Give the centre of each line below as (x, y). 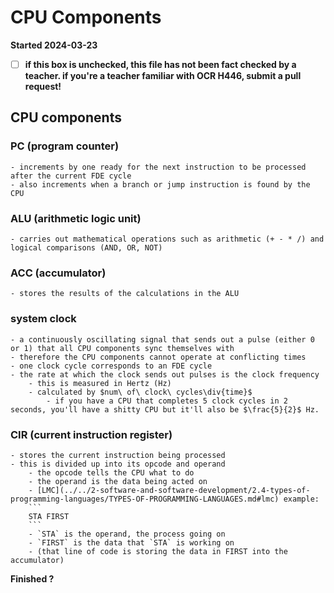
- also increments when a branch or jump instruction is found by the (160, 184)
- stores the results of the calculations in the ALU (125, 294)
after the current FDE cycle (71, 176)
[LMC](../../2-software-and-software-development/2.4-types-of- (173, 490)
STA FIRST (49, 516)
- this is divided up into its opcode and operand (118, 464)
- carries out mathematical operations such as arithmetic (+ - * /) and (167, 239)
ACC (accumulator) (58, 273)
